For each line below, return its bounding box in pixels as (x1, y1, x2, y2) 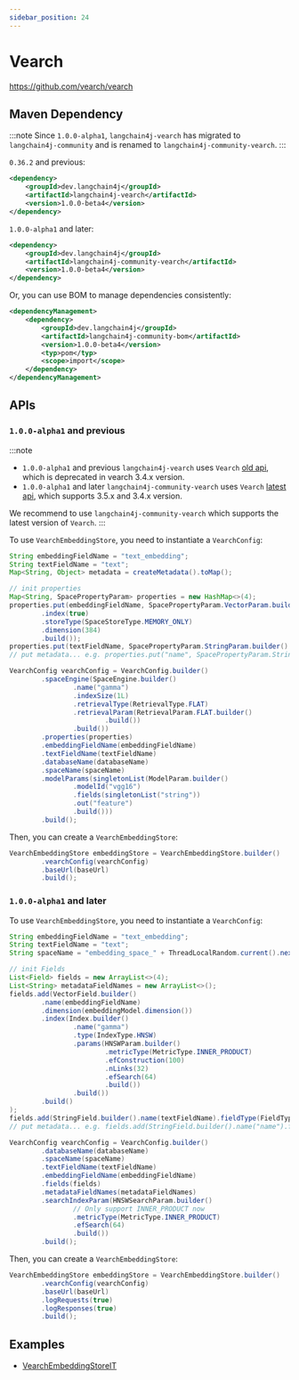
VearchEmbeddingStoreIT (21, 1360, 117, 1371)
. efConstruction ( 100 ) (104, 1056, 185, 1065)
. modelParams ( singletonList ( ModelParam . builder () (41, 774, 229, 783)
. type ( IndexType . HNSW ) (72, 1031, 158, 1040)
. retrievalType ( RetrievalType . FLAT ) (72, 700, 209, 709)
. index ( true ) (41, 609, 90, 618)
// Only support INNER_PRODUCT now (72, 1204, 205, 1214)
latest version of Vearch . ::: (9, 517, 106, 528)
